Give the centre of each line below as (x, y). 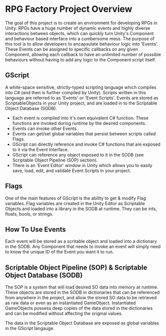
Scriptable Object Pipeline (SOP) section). (55, 160)
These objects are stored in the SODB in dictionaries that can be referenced (83, 292)
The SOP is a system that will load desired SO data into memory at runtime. (82, 287)
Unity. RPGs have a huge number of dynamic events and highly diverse (78, 28)
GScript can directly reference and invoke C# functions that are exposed (86, 144)
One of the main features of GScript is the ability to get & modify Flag (76, 198)
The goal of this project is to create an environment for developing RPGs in (81, 23)
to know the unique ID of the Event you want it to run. (59, 252)
